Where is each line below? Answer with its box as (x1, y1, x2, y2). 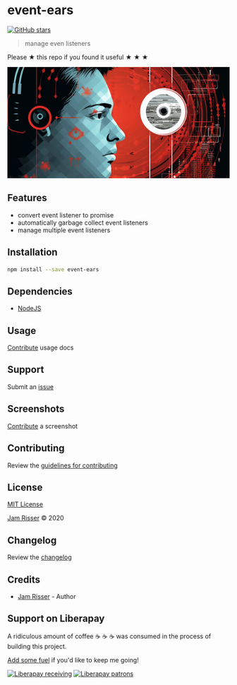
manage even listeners (24, 39, 91, 47)
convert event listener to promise (17, 210, 114, 219)
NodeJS (17, 304, 42, 313)
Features (7, 192, 47, 204)
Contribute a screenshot (7, 422, 78, 430)
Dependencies (7, 285, 73, 297)
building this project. (7, 642, 67, 650)
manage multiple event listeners (17, 225, 111, 234)
